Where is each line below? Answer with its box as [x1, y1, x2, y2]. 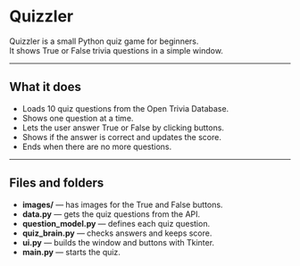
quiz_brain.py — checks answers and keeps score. [21, 228, 212, 238]
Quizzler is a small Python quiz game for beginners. [9, 36, 199, 46]
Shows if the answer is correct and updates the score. [21, 131, 221, 142]
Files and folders [9, 176, 104, 191]
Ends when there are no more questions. [21, 141, 172, 152]
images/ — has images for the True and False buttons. [21, 199, 223, 210]
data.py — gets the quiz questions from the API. [21, 208, 201, 220]
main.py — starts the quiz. [21, 246, 121, 257]
